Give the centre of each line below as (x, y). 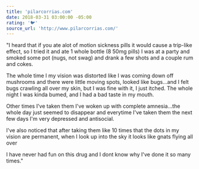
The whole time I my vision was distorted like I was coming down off (90, 76)
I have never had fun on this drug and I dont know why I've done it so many (99, 155)
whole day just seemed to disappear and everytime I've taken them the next (99, 112)
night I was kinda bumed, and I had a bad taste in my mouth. (80, 95)
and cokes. (20, 64)
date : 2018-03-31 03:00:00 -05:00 (49, 17)
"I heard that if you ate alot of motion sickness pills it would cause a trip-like (99, 45)
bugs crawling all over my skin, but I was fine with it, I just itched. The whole (99, 88)
